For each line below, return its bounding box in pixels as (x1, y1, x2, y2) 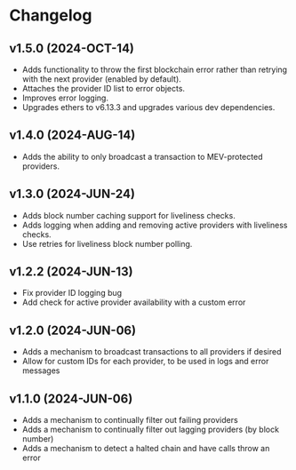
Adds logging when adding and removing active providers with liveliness (21, 219, 288, 230)
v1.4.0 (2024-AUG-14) (9, 128, 136, 143)
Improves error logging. (21, 92, 109, 103)
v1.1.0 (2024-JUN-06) (9, 391, 133, 406)
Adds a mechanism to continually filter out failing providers (21, 415, 238, 426)
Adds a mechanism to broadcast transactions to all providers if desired (21, 347, 282, 357)
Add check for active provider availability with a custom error (21, 297, 246, 307)
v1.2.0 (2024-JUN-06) (9, 323, 136, 338)
